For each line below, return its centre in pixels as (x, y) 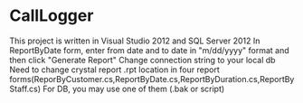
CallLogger (52, 16)
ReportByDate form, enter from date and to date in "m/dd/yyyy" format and (149, 50)
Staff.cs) (25, 89)
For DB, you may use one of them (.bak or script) (133, 89)
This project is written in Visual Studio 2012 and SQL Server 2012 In (135, 41)
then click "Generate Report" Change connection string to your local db (142, 60)
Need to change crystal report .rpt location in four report (114, 70)
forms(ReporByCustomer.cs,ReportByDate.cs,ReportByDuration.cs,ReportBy (152, 79)
